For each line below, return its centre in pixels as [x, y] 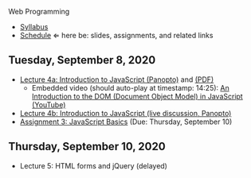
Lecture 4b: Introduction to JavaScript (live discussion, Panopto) [125, 113]
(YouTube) [49, 104]
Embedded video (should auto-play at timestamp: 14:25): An [130, 87]
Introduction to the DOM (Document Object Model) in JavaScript [137, 96]
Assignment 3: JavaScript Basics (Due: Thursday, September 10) [126, 122]
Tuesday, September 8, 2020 [82, 60]
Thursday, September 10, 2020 [87, 147]
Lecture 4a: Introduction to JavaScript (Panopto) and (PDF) [117, 79]
